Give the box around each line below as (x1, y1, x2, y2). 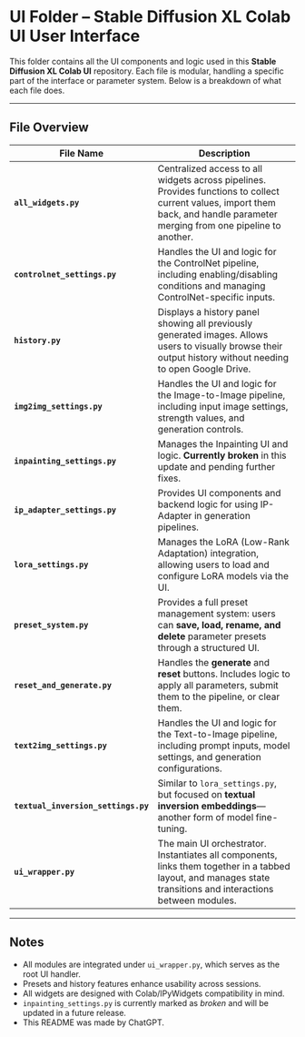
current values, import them (157, 196, 277, 208)
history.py (14, 335, 61, 345)
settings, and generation (157, 750, 261, 763)
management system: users (157, 607, 276, 620)
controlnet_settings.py (14, 269, 117, 280)
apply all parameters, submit (157, 678, 279, 691)
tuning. (157, 822, 188, 835)
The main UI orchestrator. (157, 837, 267, 849)
